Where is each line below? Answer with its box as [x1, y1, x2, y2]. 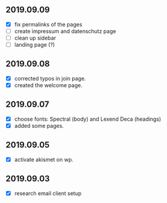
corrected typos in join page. [14, 74, 87, 82]
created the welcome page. [14, 81, 82, 89]
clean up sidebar [14, 34, 56, 41]
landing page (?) [14, 41, 55, 48]
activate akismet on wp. [14, 156, 73, 163]
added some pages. [14, 122, 64, 129]
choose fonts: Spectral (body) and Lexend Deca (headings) [14, 115, 162, 123]
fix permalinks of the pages [14, 20, 82, 28]
